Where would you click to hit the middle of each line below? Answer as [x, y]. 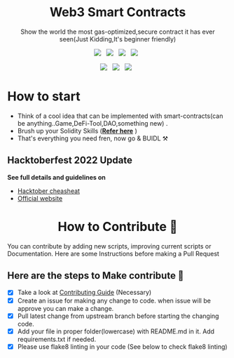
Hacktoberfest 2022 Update [70, 160]
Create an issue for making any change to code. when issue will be [114, 300]
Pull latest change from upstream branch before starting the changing [118, 316]
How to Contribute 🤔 [118, 226]
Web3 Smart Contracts [118, 12]
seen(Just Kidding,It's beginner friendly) [118, 39]
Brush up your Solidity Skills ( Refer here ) [77, 131]
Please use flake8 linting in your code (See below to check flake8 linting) [122, 346]
